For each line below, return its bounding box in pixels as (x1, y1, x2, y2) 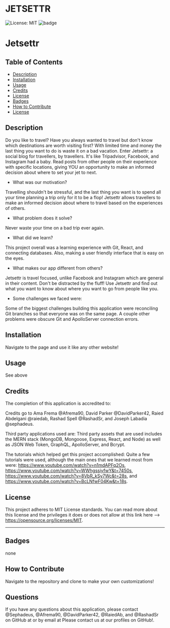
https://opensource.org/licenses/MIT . (5, 518, 83, 523)
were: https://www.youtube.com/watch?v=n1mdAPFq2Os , (5, 462, 126, 468)
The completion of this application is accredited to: (5, 400, 111, 407)
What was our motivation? (12, 179, 67, 185)
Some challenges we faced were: (12, 295, 82, 302)
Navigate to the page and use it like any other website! (5, 344, 119, 350)
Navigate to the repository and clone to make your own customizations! (5, 578, 154, 584)
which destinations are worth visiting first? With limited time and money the (5, 142, 162, 149)
